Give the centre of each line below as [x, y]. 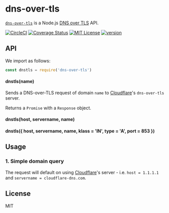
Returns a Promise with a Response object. [48, 108]
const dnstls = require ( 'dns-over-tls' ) [49, 70]
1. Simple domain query [35, 161]
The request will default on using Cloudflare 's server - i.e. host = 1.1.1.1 [82, 172]
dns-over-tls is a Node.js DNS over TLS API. [52, 23]
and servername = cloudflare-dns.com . [46, 178]
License [18, 194]
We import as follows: [28, 61]
